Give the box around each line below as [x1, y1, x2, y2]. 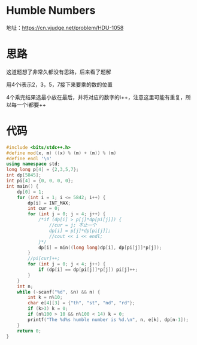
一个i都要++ [16, 101, 46, 108]
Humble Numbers [6, 4, 96, 17]
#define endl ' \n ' [6, 155, 52, 161]
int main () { [6, 183, 39, 189]
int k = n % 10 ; [28, 294, 63, 301]
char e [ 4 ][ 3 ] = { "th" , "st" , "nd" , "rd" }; [28, 300, 135, 306]
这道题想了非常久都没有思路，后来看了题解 [6, 68, 111, 75]
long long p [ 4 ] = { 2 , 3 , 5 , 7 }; [6, 167, 79, 173]
